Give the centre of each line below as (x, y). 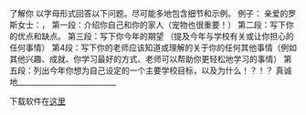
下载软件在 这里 (37, 101)
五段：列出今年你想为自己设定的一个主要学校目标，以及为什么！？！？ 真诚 (151, 70)
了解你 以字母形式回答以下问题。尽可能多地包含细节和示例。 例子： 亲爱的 (149, 13)
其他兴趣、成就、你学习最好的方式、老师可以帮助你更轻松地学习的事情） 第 (151, 59)
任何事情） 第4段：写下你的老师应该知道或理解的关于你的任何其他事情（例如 (153, 47)
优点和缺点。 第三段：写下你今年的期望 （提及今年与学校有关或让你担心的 (155, 36)
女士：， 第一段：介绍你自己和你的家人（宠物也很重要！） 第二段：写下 (151, 25)
